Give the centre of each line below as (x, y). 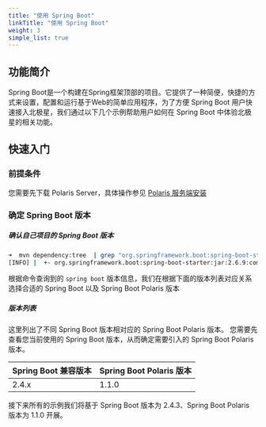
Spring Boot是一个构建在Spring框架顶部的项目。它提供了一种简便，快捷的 (128, 93)
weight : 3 (25, 30)
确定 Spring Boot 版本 (49, 215)
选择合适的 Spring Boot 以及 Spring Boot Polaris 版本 (94, 288)
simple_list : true (38, 38)
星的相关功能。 (32, 122)
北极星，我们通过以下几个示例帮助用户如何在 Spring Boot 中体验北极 (140, 112)
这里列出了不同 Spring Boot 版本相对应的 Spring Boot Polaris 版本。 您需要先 (133, 330)
